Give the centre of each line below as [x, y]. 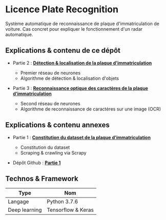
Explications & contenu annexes [58, 125]
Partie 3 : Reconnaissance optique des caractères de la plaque [80, 88]
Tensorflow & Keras [70, 210]
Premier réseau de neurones [50, 73]
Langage [18, 202]
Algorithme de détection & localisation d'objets [70, 78]
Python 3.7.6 [63, 202]
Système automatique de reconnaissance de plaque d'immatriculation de [82, 24]
